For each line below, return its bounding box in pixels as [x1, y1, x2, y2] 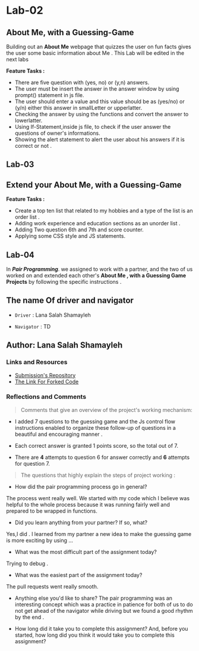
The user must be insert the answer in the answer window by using [14, 85, 179, 92]
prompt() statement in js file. [14, 92, 84, 98]
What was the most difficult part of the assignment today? [14, 548, 157, 555]
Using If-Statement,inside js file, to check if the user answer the [14, 123, 171, 130]
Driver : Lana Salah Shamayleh [14, 311, 91, 318]
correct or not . [14, 142, 52, 149]
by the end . [14, 613, 45, 621]
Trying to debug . [6, 560, 49, 567]
